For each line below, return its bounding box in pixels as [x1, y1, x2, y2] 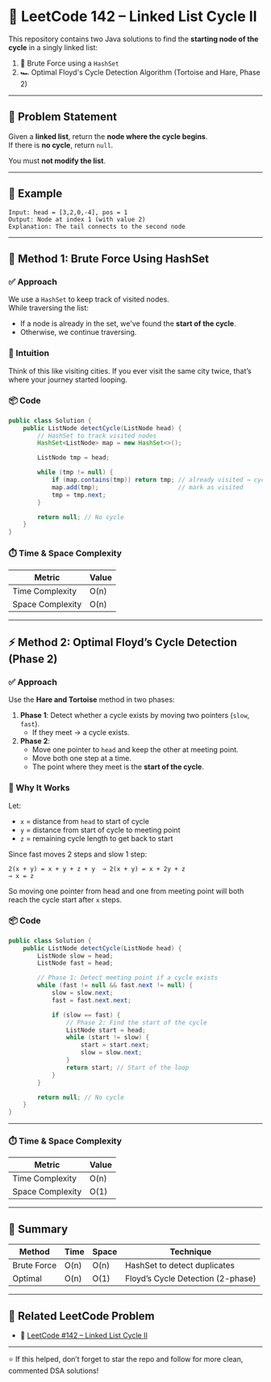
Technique [169, 1246, 212, 1257]
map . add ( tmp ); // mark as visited [51, 483, 244, 492]
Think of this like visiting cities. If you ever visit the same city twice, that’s [8, 366, 252, 375]
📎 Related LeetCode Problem [8, 1309, 155, 1323]
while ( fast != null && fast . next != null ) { [37, 982, 194, 990]
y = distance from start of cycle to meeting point [19, 825, 181, 835]
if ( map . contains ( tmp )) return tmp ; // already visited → [51, 476, 251, 484]
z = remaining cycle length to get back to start [19, 833, 173, 843]
